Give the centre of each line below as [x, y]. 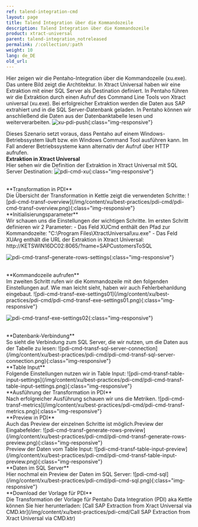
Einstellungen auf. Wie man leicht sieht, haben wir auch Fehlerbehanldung [96, 287]
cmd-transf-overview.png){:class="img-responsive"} [71, 208]
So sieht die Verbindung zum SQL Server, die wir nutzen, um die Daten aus [97, 342]
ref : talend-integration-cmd [42, 12]
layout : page [22, 17]
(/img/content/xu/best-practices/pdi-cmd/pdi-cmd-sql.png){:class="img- [95, 480]
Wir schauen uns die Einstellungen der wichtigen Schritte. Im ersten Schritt [97, 220]
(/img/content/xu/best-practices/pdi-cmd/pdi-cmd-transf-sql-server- [91, 354]
